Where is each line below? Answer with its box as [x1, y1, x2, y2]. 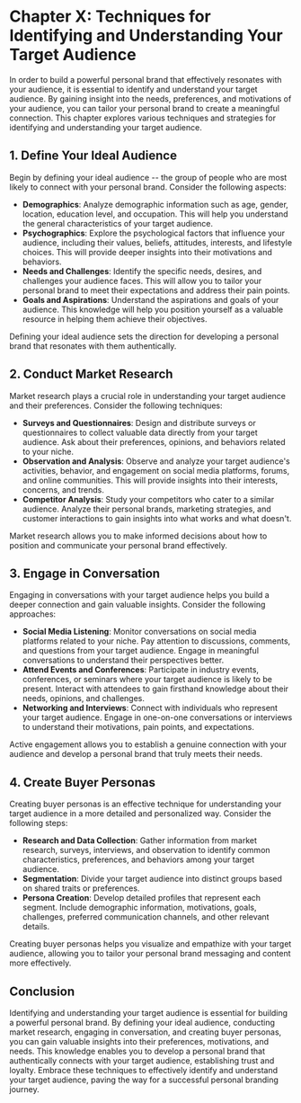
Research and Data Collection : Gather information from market [22, 835, 258, 846]
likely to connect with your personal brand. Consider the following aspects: [9, 182, 288, 192]
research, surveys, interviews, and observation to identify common [22, 845, 271, 856]
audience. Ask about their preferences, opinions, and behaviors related [22, 436, 286, 447]
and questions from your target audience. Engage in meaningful [22, 645, 259, 656]
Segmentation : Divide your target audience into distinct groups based [22, 874, 283, 885]
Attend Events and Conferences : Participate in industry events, [22, 664, 259, 675]
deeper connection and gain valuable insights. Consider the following [9, 600, 266, 610]
